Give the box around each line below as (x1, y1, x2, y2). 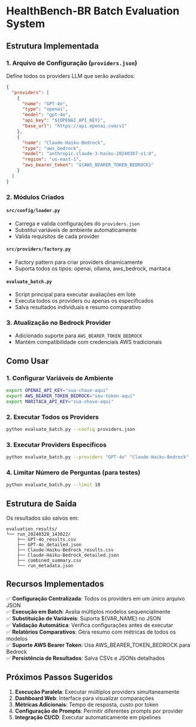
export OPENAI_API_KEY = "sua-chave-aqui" (6, 388, 109, 394)
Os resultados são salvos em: (6, 514, 79, 522)
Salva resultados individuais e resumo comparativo (14, 304, 141, 311)
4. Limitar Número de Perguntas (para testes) (6, 469, 141, 477)
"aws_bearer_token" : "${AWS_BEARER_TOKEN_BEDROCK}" (22, 162, 154, 168)
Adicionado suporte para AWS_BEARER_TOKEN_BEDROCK (14, 332, 143, 339)
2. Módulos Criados (6, 193, 65, 201)
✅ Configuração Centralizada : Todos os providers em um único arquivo (6, 595, 185, 602)
